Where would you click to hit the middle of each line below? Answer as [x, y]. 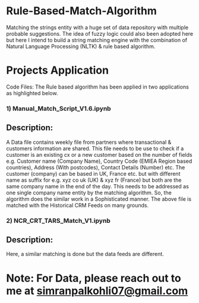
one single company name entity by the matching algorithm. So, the [89, 192]
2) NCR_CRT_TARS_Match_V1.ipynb [59, 220]
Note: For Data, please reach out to [94, 278]
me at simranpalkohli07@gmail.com [97, 291]
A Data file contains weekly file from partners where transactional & [89, 142]
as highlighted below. [32, 93]
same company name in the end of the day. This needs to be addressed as [97, 186]
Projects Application [57, 70]
